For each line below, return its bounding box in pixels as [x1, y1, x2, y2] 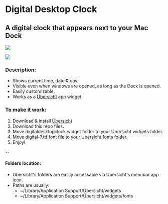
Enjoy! [12, 139, 26, 145]
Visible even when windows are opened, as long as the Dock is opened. [12, 83, 161, 89]
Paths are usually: [12, 182, 50, 188]
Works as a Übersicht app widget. [12, 94, 83, 100]
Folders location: [5, 160, 41, 166]
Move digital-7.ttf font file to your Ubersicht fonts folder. [12, 134, 128, 140]
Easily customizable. [12, 88, 55, 94]
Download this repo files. [12, 123, 64, 129]
